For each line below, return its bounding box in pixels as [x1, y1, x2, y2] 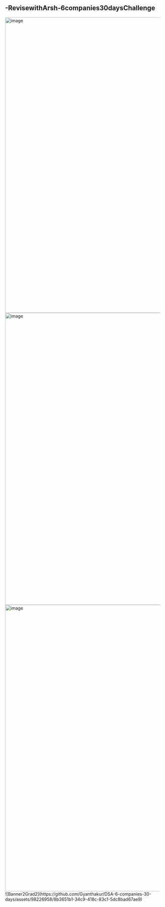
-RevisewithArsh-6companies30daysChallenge [5, 4, 156, 12]
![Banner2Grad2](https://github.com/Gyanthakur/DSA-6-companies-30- [5, 891, 151, 897]
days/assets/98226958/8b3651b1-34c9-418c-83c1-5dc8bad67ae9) [5, 896, 142, 902]
